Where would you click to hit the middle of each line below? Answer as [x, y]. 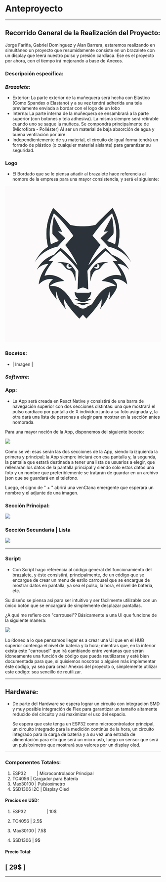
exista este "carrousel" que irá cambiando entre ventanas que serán [75, 651]
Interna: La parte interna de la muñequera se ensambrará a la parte [81, 113]
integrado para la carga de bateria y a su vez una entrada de [74, 734]
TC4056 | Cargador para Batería [45, 778]
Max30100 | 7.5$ [29, 830]
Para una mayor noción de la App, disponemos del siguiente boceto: [75, 432]
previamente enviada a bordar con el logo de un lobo [66, 108]
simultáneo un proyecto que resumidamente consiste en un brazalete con [80, 50]
